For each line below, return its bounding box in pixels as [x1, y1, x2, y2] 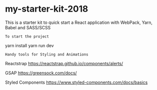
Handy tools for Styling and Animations [5, 52, 89, 57]
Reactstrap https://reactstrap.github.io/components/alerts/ [5, 60, 123, 66]
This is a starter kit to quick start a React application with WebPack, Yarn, [5, 19, 153, 25]
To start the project [5, 34, 49, 39]
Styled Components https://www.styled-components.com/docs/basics [5, 79, 148, 85]
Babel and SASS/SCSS [5, 24, 51, 30]
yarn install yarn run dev [5, 42, 54, 48]
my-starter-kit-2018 [5, 3, 89, 15]
